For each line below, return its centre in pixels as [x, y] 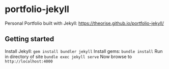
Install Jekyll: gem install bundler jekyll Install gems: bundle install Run [84, 51]
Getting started [30, 39]
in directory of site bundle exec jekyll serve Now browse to [68, 56]
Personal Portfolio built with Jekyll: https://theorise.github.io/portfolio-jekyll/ [84, 23]
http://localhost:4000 [29, 61]
